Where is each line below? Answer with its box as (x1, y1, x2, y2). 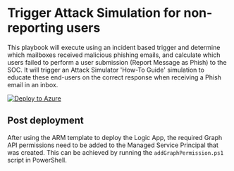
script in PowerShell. (7, 156, 67, 164)
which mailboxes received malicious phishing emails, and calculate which (7, 51, 221, 59)
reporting (7, 20, 64, 36)
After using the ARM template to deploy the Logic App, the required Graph (7, 133, 223, 141)
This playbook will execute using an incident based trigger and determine (7, 43, 221, 51)
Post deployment (7, 115, 84, 127)
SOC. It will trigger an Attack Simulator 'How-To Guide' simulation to (7, 65, 204, 74)
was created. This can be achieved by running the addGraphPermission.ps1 (7, 148, 224, 156)
